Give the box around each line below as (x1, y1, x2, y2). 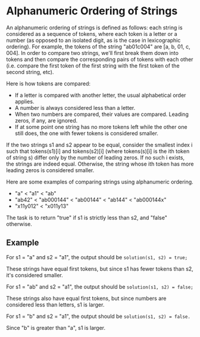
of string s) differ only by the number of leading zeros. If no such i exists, (6, 154, 185, 161)
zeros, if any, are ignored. (14, 117, 78, 124)
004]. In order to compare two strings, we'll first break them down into (6, 49, 179, 56)
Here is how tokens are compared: (6, 79, 91, 87)
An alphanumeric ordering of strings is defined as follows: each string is (6, 24, 183, 31)
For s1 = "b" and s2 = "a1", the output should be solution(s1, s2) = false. (6, 313, 190, 320)
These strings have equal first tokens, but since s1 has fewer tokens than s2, (6, 265, 193, 272)
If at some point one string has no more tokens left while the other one (14, 123, 187, 130)
